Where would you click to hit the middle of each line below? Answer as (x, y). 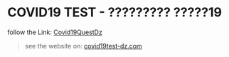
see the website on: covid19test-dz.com (83, 46)
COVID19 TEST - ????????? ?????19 (115, 12)
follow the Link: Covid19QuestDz (55, 32)
